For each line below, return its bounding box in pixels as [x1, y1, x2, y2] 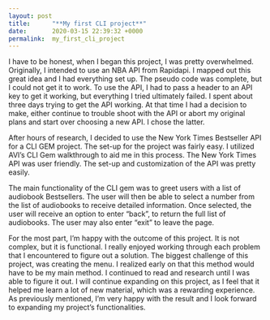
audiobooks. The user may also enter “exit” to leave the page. [8, 218, 215, 227]
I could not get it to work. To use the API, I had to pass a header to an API [8, 83, 253, 93]
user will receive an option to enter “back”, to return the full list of [8, 209, 226, 219]
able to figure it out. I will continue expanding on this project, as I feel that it [8, 277, 259, 287]
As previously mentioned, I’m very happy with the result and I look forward [8, 294, 257, 304]
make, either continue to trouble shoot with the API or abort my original [8, 109, 246, 119]
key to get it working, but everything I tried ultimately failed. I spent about [8, 91, 253, 102]
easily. [8, 167, 30, 177]
